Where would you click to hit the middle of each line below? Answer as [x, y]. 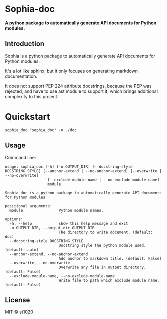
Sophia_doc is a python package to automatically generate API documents [84, 193]
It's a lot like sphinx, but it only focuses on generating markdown [72, 71]
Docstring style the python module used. [102, 245]
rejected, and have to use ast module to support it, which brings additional [82, 91]
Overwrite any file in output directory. [102, 267]
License [18, 300]
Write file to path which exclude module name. [109, 280]
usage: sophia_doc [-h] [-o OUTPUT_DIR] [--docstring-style [69, 167]
